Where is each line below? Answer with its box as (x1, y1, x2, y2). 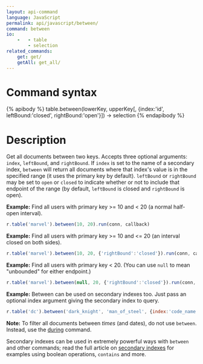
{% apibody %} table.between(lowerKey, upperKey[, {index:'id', (6, 105, 164, 112)
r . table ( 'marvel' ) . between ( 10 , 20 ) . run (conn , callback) (6, 221, 150, 227)
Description (6, 133, 66, 147)
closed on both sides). (6, 239, 62, 246)
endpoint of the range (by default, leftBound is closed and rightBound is (6, 185, 185, 192)
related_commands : (6, 48, 53, 54)
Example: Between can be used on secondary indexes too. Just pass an (6, 291, 187, 297)
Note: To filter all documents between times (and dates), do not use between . (6, 319, 197, 327)
